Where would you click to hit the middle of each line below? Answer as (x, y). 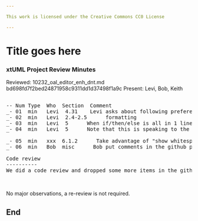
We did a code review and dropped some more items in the (92, 171)
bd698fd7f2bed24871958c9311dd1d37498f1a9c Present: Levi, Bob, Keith (95, 88)
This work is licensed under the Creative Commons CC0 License (85, 17)
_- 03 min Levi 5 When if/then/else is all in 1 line (99, 123)
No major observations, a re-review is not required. (68, 194)
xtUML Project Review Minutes (51, 70)
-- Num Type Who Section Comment (59, 106)
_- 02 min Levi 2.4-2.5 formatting (72, 118)
